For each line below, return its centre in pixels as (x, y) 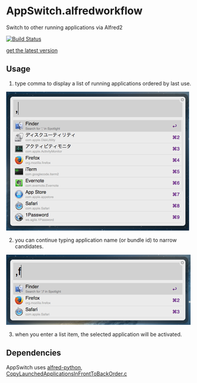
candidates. (29, 246)
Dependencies (34, 353)
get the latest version (32, 50)
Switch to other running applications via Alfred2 (64, 27)
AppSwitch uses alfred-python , (45, 367)
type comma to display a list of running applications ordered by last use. (103, 83)
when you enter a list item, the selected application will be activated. (98, 334)
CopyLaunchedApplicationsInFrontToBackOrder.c (67, 373)
